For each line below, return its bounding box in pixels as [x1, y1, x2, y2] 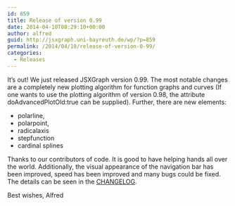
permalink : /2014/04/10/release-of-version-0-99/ [7, 43, 156, 50]
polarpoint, [17, 119, 49, 127]
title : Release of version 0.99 [7, 17, 102, 24]
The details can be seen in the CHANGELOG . [7, 177, 137, 186]
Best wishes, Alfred [7, 191, 64, 199]
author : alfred [7, 30, 52, 37]
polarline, [17, 111, 45, 120]
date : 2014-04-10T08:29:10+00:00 [7, 23, 106, 30]
